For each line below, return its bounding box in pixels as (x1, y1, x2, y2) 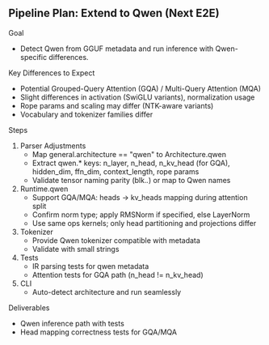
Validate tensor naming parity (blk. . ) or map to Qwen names (32, 175, 231, 185)
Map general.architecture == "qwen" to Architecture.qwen (32, 149, 227, 159)
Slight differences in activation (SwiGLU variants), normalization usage (19, 92, 255, 102)
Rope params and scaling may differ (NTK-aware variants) (19, 100, 214, 110)
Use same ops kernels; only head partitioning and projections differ (32, 218, 257, 228)
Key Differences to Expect (8, 68, 95, 78)
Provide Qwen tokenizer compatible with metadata (32, 235, 200, 245)
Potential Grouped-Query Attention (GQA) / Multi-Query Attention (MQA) (19, 83, 261, 93)
